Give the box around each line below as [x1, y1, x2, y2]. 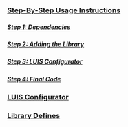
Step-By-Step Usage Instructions [7, 6, 121, 15]
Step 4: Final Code [7, 75, 61, 83]
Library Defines [7, 110, 61, 120]
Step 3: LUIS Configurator [7, 57, 83, 66]
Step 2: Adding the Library [7, 40, 85, 48]
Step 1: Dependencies [7, 23, 71, 31]
